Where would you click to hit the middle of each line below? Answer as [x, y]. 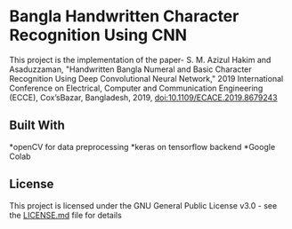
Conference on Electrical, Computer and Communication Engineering [136, 88]
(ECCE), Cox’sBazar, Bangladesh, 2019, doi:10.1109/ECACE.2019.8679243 [143, 97]
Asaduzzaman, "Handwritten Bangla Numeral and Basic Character [130, 69]
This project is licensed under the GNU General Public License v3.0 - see [143, 205]
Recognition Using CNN [98, 35]
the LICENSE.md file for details [65, 215]
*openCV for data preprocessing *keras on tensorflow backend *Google [142, 146]
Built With [37, 126]
